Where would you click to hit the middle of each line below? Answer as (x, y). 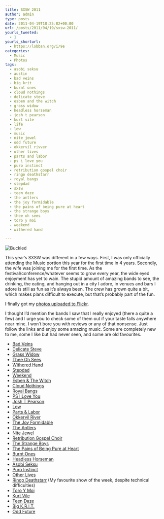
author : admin (20, 14)
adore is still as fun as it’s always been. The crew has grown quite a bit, (77, 289)
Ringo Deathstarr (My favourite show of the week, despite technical (81, 480)
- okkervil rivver (29, 147)
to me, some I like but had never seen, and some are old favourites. (73, 334)
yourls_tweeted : (22, 33)
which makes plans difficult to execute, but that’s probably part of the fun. (80, 294)
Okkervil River (26, 417)
